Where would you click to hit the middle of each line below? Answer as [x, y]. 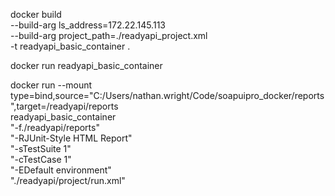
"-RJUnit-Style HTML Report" [71, 138]
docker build [36, 14]
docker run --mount [51, 85]
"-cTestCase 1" [41, 159]
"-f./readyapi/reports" [55, 127]
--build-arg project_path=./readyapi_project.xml [109, 35]
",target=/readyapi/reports [64, 106]
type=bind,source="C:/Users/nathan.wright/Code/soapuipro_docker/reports [167, 95]
